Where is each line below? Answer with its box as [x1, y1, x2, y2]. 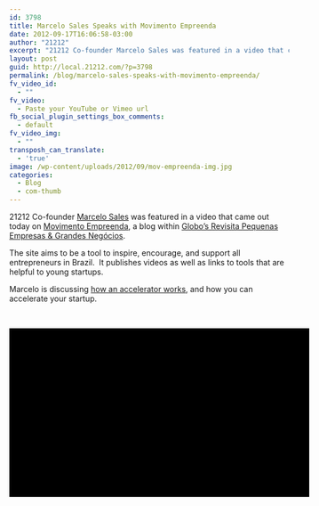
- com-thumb [17, 187, 62, 196]
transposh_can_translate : [9, 145, 105, 154]
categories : [9, 170, 53, 179]
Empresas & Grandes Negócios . [9, 231, 126, 241]
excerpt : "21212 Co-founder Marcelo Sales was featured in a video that [9, 46, 284, 55]
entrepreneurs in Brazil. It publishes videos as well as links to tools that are [9, 257, 284, 267]
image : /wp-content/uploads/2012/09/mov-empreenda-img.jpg [9, 162, 233, 171]
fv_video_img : [9, 129, 62, 138]
